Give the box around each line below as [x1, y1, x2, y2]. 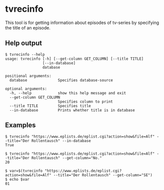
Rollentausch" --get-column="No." [31, 155, 102, 160]
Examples [5, 121, 36, 129]
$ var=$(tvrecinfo [5, 168, 43, 173]
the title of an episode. [5, 24, 51, 30]
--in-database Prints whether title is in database [9, 108, 135, 113]
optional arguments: [5, 86, 48, 91]
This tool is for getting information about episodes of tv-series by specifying [5, 20, 160, 25]
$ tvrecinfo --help [5, 52, 45, 57]
